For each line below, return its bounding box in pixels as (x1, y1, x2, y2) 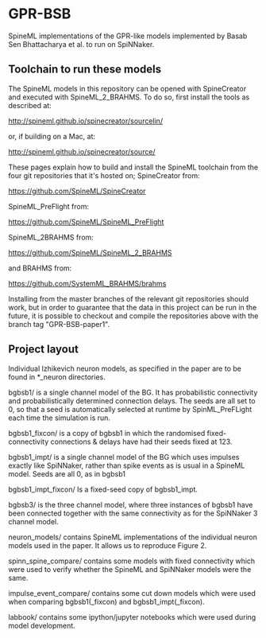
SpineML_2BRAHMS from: (8, 232, 94, 242)
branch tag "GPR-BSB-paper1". (8, 319, 110, 329)
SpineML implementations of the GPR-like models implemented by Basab (8, 31, 248, 41)
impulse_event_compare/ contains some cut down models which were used (8, 588, 256, 597)
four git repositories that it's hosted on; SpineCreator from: (8, 170, 200, 180)
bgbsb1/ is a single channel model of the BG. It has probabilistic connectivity (8, 387, 258, 397)
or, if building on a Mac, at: (8, 131, 96, 141)
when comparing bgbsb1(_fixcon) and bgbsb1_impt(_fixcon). (8, 597, 205, 606)
